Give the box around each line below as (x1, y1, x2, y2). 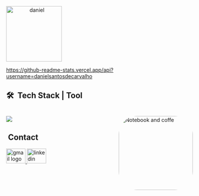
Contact (8, 133, 38, 143)
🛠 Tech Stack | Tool (6, 91, 83, 101)
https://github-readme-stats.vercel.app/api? (6, 66, 114, 73)
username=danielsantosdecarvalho (6, 73, 93, 79)
